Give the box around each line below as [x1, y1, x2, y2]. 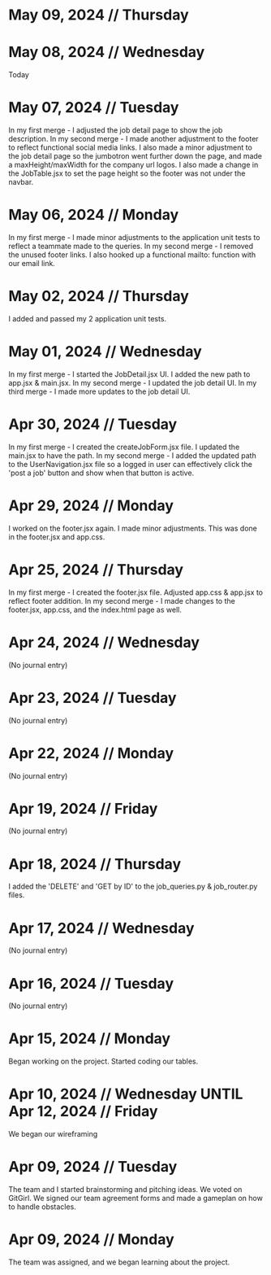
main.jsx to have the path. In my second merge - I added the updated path [8, 450, 257, 461]
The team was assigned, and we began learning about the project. [8, 1257, 230, 1267]
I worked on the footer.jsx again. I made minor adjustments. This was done [8, 523, 257, 533]
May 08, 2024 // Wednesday [8, 43, 205, 62]
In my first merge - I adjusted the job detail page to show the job [8, 125, 223, 135]
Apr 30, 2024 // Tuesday [8, 415, 178, 434]
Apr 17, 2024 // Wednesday [8, 919, 195, 937]
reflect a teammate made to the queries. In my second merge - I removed [8, 242, 254, 251]
